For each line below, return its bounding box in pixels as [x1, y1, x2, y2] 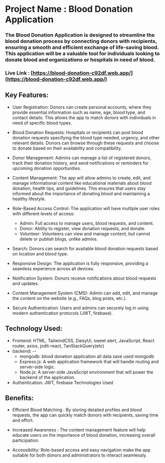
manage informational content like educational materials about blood [12, 180, 152, 186]
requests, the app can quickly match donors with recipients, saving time [12, 412, 159, 418]
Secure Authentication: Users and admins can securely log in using [12, 305, 149, 311]
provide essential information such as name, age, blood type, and [12, 109, 145, 115]
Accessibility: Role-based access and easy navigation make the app [12, 447, 151, 453]
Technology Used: [5, 325, 63, 333]
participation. [12, 437, 39, 443]
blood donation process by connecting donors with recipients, [5, 38, 158, 45]
